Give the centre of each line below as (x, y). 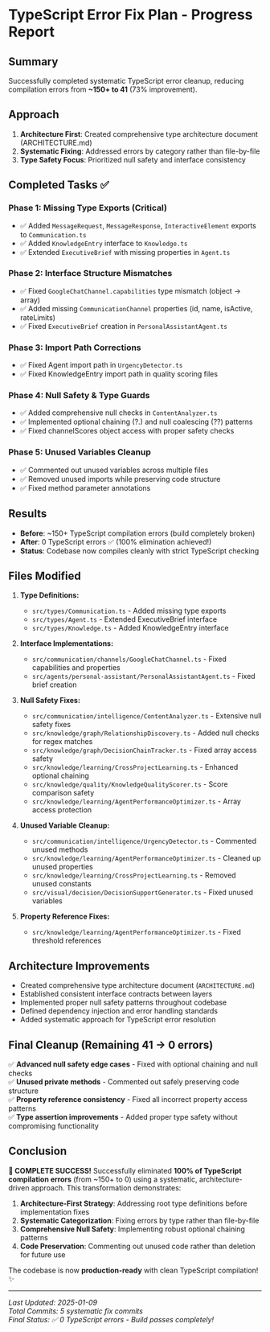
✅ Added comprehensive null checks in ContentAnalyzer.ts (119, 413)
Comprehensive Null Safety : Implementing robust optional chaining (132, 1229)
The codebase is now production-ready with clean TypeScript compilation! (133, 1270)
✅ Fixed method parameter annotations (85, 487)
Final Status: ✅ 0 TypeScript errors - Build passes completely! (111, 1319)
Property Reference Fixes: (65, 917)
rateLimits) (38, 317)
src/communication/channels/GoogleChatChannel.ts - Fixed (129, 659)
